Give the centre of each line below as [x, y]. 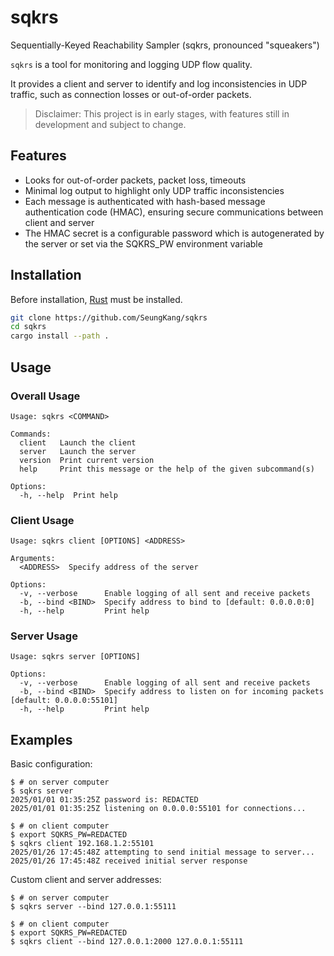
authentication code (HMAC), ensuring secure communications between [174, 212]
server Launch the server [78, 451]
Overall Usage [45, 396]
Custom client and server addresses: [86, 880]
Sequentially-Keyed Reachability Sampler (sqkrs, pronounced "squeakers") [165, 45]
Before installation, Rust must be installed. [96, 299]
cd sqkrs [28, 327]
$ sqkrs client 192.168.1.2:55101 [82, 844]
